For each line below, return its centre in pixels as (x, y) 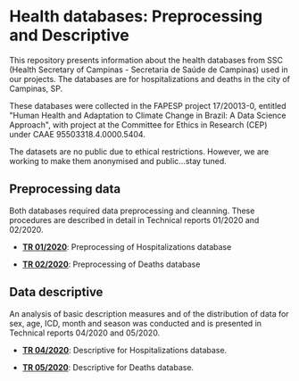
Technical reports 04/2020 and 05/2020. (85, 333)
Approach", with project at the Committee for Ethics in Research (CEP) (138, 124)
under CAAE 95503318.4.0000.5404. (77, 134)
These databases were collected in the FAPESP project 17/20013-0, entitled (148, 105)
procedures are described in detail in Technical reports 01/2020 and (134, 219)
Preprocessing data (65, 189)
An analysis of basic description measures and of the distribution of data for (149, 313)
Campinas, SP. (36, 88)
